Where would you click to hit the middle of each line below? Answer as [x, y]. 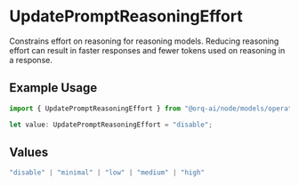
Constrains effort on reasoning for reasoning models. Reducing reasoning [144, 41]
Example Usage [53, 88]
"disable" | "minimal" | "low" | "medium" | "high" [107, 173]
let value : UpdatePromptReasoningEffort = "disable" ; [111, 125]
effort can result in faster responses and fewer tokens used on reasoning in [147, 50]
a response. [31, 60]
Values [29, 152]
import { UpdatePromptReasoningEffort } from [95, 109]
